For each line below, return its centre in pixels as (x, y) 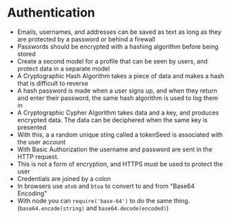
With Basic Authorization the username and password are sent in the (114, 149)
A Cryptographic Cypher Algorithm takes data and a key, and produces (118, 113)
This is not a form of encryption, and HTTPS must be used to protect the (120, 164)
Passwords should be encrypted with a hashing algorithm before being (118, 46)
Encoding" (32, 193)
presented (32, 127)
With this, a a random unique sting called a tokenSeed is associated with (120, 134)
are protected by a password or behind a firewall (86, 39)
